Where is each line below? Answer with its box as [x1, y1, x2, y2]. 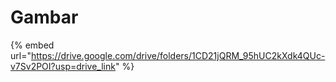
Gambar [10, 6, 79, 29]
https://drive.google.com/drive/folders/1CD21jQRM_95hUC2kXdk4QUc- [30, 49, 326, 61]
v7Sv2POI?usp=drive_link [10, 60, 116, 72]
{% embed [10, 39, 55, 51]
